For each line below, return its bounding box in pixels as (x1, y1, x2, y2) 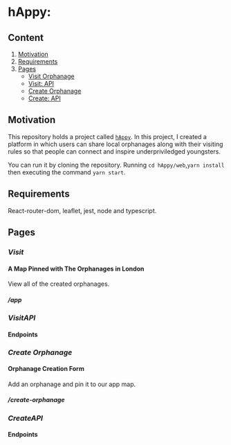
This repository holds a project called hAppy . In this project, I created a (8, 132, 207, 140)
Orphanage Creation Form (8, 365, 85, 373)
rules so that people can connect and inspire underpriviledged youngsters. (8, 147, 221, 156)
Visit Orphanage (28, 72, 75, 80)
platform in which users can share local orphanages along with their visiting (8, 140, 223, 148)
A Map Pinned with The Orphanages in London (8, 264, 145, 273)
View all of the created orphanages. (8, 280, 110, 288)
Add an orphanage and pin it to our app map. (8, 380, 136, 388)
